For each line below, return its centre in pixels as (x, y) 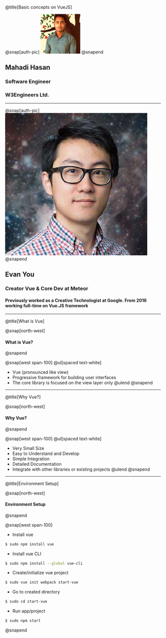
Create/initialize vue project (40, 573)
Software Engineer (28, 82)
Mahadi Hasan (28, 68)
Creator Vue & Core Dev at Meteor (47, 288)
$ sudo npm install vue (30, 544)
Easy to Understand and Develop (46, 453)
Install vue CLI (27, 553)
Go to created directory (36, 592)
